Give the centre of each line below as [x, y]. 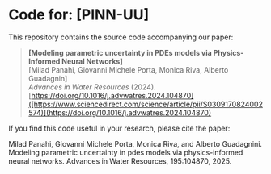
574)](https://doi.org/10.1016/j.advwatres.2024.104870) [120, 112]
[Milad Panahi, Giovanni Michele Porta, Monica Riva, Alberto [128, 69]
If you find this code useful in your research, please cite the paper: [119, 128]
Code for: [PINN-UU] [79, 15]
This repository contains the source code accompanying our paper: [121, 37]
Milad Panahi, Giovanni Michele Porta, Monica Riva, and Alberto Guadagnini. [135, 143]
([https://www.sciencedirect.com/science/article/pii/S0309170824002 [145, 104]
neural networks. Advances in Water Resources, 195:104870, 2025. [120, 161]
